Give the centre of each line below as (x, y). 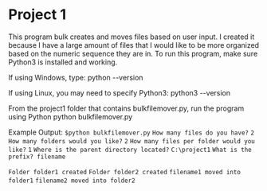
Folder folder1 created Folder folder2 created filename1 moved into (125, 172)
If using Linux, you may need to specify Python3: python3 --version (120, 92)
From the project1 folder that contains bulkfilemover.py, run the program (126, 108)
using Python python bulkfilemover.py (71, 116)
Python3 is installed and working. (63, 62)
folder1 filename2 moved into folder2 (72, 181)
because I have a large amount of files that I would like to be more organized (134, 45)
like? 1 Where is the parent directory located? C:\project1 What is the (130, 150)
